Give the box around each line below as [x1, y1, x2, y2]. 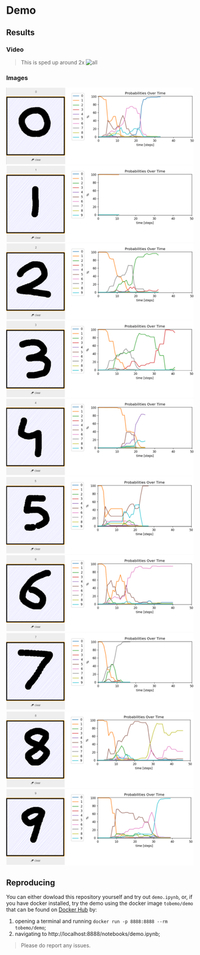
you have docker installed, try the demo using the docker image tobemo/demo [6, 899, 193, 907]
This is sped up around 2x [20, 58, 85, 66]
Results [6, 27, 35, 38]
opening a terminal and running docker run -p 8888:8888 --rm [14, 917, 168, 925]
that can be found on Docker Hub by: [6, 906, 97, 913]
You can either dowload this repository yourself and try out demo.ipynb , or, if [6, 894, 193, 901]
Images [6, 73, 29, 82]
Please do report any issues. [20, 942, 91, 949]
